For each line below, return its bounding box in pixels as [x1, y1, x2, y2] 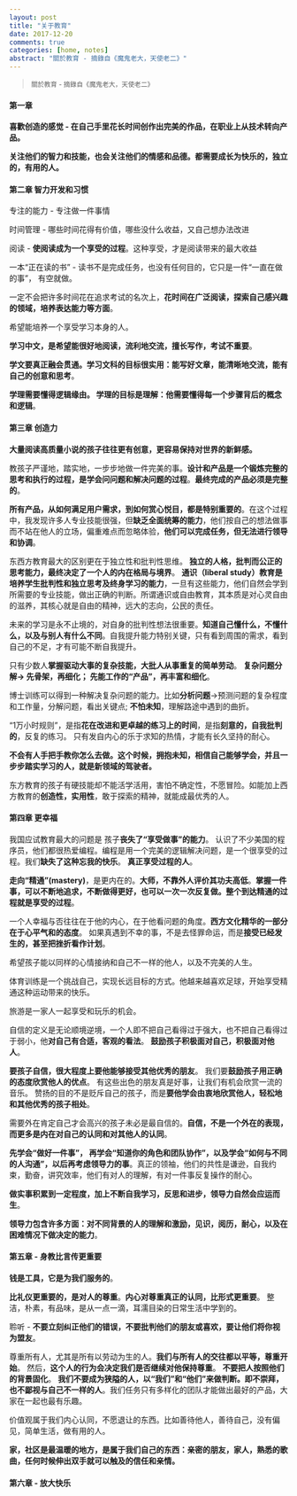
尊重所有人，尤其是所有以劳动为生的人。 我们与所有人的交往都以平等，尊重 [9, 1352, 280, 1362]
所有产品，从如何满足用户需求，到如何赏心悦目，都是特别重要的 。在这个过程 [9, 503, 288, 514]
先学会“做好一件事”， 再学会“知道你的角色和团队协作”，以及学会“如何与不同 [9, 1147, 287, 1157]
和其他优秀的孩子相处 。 [9, 1098, 95, 1109]
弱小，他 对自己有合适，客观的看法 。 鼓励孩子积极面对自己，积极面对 [16, 1035, 267, 1046]
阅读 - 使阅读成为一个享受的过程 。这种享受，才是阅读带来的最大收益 [9, 243, 258, 253]
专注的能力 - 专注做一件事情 [9, 206, 110, 216]
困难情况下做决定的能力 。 [9, 1229, 103, 1240]
